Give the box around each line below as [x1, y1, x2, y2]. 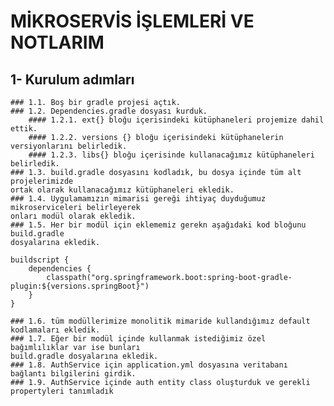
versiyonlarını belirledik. [10, 141, 128, 151]
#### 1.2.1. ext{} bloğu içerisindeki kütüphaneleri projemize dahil [28, 115, 325, 125]
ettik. [10, 124, 38, 134]
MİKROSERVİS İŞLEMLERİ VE [10, 10, 255, 33]
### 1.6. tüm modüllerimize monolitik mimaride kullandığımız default [10, 316, 311, 326]
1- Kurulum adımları [10, 71, 135, 88]
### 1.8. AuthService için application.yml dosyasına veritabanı [10, 360, 288, 370]
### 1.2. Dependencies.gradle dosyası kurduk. [10, 106, 208, 116]
